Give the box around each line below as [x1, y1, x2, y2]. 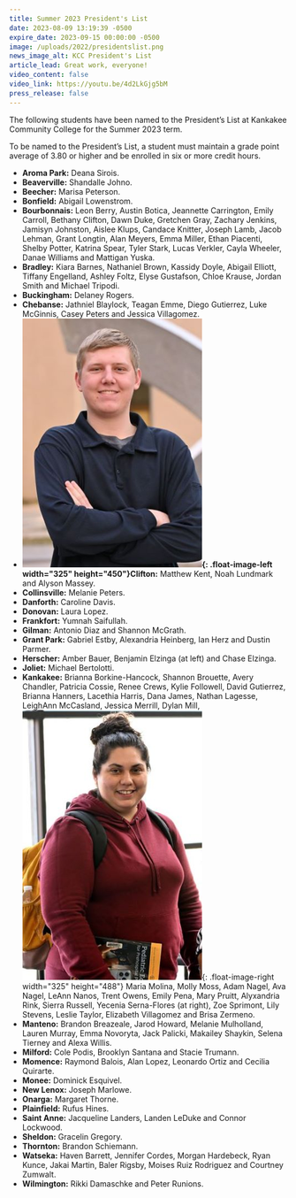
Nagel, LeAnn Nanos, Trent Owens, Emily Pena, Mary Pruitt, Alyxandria [21, 990, 280, 1001]
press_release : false [9, 88, 89, 97]
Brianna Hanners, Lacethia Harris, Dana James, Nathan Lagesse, [21, 690, 258, 701]
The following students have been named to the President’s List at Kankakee [9, 114, 287, 125]
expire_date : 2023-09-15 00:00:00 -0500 [9, 33, 161, 42]
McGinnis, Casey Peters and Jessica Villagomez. [21, 308, 201, 319]
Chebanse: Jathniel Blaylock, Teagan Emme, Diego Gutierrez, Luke [21, 299, 268, 310]
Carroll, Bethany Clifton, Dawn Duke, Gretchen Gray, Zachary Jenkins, [21, 214, 277, 225]
